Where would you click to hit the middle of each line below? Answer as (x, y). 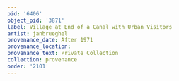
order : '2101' (28, 66)
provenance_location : (39, 46)
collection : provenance (42, 60)
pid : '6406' (25, 14)
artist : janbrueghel (38, 33)
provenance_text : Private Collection (63, 54)
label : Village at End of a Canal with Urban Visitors (90, 27)
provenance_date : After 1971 (50, 40)
